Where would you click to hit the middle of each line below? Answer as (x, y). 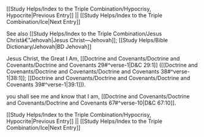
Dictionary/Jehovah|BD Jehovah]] (49, 46)
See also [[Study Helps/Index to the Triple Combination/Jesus (84, 34)
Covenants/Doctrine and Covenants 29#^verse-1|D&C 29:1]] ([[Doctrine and (102, 65)
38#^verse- (175, 72)
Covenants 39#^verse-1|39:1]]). (46, 84)
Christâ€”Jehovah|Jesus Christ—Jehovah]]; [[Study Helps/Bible (87, 40)
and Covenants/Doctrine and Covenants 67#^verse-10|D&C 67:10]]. (91, 103)
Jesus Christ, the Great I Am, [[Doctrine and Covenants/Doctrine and (93, 58)
